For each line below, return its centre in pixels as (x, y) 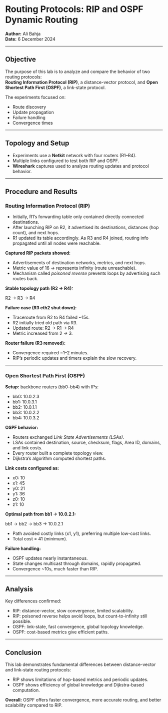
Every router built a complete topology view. (58, 453)
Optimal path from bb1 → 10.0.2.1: (40, 514)
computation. (26, 690)
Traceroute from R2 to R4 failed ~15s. (51, 317)
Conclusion (23, 652)
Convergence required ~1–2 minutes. (50, 353)
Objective (21, 59)
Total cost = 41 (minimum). (40, 538)
